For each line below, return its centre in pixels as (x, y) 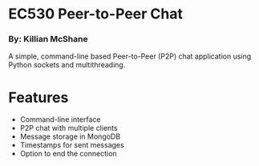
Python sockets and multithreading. (67, 65)
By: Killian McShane (48, 39)
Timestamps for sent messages (72, 145)
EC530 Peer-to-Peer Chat (95, 14)
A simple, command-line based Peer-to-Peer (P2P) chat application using (130, 56)
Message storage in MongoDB (70, 136)
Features (38, 97)
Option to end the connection (69, 154)
